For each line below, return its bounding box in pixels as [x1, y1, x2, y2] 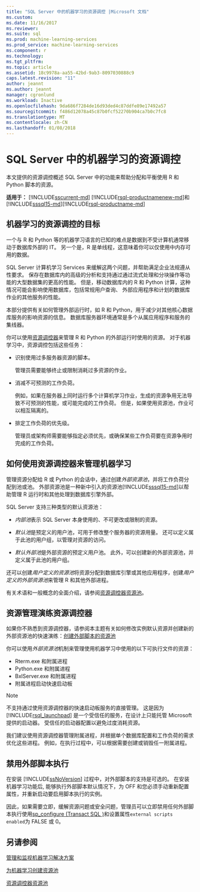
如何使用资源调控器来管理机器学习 [6, 459, 132, 469]
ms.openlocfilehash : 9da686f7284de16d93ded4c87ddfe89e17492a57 [6, 103, 167, 109]
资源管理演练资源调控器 [6, 608, 92, 618]
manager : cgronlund [6, 92, 55, 98]
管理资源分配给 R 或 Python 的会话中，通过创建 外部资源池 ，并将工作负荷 [6, 475, 185, 483]
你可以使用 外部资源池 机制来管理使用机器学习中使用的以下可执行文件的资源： [6, 645, 194, 652]
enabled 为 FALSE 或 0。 [6, 818, 64, 825]
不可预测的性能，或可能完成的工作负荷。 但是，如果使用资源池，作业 [20, 399, 189, 406]
